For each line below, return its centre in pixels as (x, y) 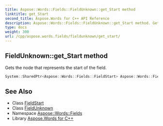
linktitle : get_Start (27, 14)
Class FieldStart (28, 103)
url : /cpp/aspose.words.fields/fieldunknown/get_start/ (63, 37)
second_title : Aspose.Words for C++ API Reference (57, 18)
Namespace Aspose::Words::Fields (47, 113)
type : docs (16, 28)
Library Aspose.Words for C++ (43, 118)
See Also (19, 91)
